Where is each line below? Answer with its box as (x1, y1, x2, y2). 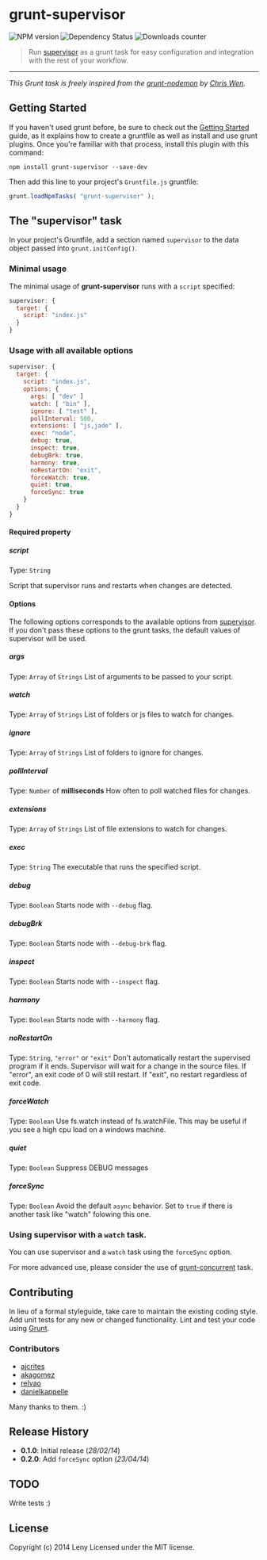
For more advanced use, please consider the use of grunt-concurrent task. (9, 1263, 254, 1272)
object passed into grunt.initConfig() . (9, 243, 138, 253)
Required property (9, 527, 71, 537)
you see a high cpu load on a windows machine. (9, 1125, 166, 1134)
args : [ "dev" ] (29, 392, 84, 400)
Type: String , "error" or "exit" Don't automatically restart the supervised (9, 1053, 250, 1063)
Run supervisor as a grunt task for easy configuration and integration (28, 47, 254, 56)
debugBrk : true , (29, 451, 84, 459)
